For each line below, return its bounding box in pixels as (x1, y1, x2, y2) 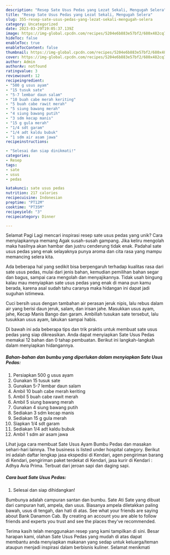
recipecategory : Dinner (6, 214, 56, 219)
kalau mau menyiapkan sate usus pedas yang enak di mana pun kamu (6, 280, 151, 286)
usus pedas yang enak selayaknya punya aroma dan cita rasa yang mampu (6, 249, 162, 255)
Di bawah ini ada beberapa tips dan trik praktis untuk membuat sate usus (6, 326, 158, 332)
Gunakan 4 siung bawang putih (13, 405, 79, 411)
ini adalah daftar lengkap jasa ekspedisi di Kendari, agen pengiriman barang (6, 452, 163, 458)
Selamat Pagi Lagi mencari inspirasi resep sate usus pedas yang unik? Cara (6, 232, 163, 239)
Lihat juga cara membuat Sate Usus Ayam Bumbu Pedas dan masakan (6, 441, 152, 447)
